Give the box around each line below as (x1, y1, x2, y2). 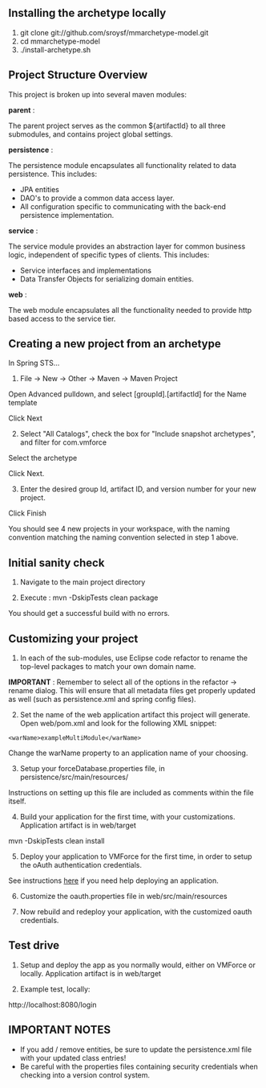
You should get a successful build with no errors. (8, 609, 170, 618)
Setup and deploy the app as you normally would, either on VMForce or (19, 960, 256, 970)
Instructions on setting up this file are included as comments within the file (8, 788, 254, 798)
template (8, 398, 38, 408)
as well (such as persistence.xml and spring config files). (8, 695, 196, 704)
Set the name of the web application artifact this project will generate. (19, 710, 251, 720)
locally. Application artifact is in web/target (19, 968, 162, 978)
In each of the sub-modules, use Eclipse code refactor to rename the (19, 653, 248, 663)
